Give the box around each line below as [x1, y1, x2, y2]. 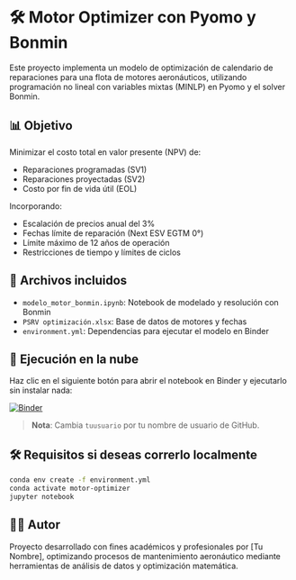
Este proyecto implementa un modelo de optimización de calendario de [9, 62, 274, 73]
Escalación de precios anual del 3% [22, 218, 156, 229]
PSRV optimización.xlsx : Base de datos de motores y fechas [22, 316, 247, 327]
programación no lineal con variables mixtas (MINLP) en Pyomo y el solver [9, 81, 286, 92]
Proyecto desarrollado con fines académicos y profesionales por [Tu [9, 541, 264, 552]
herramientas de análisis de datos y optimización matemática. [9, 560, 238, 571]
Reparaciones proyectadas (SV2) [22, 173, 146, 185]
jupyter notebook [9, 492, 75, 501]
